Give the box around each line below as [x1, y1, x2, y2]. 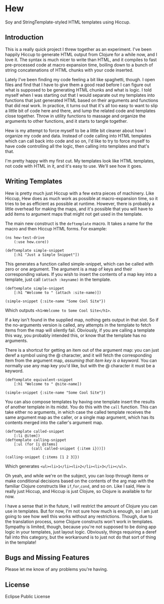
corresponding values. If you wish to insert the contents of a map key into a [5, 271, 157, 277]
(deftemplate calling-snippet [5, 437, 67, 443]
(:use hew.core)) [14, 239, 49, 245]
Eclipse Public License [5, 594, 50, 600]
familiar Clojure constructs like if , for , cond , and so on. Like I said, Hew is [5, 483, 150, 489]
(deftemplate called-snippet [5, 429, 64, 434]
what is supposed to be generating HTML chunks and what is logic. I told [5, 87, 152, 93]
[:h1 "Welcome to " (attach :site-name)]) [14, 290, 102, 295]
